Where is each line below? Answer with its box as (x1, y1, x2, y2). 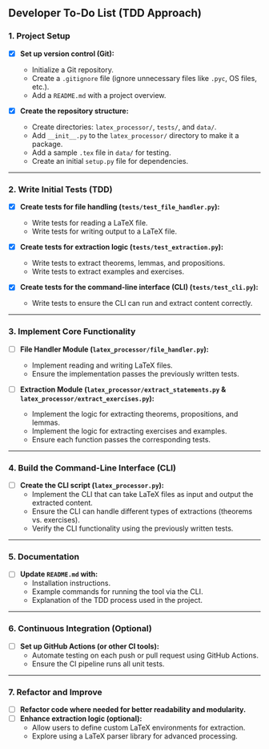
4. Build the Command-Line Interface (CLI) (8, 462, 176, 473)
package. (31, 139, 63, 149)
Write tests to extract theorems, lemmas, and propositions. (31, 258, 226, 268)
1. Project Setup (8, 31, 70, 42)
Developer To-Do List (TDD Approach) (8, 6, 202, 20)
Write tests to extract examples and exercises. (31, 267, 185, 276)
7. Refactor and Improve (8, 686, 102, 698)
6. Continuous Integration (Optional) (8, 623, 152, 634)
